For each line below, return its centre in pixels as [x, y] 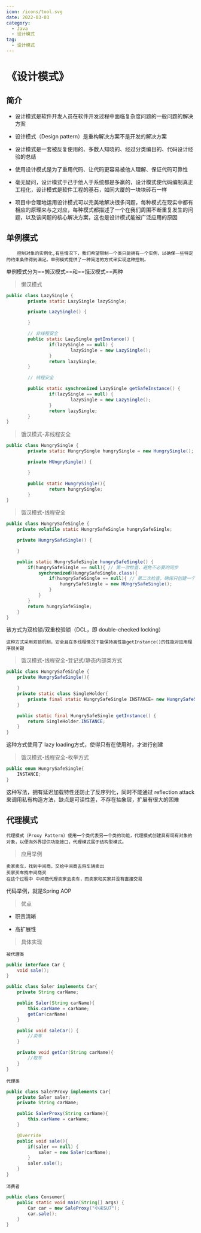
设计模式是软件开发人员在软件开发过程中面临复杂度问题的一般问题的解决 [104, 116]
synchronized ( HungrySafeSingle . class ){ [88, 573]
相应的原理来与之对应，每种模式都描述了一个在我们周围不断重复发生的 [101, 210]
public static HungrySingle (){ [67, 483]
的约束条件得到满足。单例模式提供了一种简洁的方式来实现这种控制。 [77, 259]
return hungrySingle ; [76, 489]
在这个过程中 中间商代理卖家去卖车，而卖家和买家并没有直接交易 [74, 879]
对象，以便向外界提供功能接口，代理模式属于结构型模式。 [66, 842]
